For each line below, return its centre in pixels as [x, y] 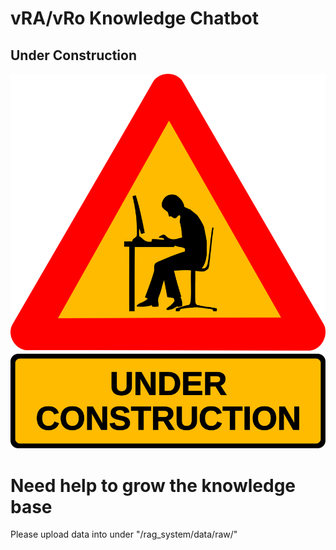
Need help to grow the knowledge [153, 485]
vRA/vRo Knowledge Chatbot [134, 18]
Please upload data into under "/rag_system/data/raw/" [124, 534]
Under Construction [73, 55]
